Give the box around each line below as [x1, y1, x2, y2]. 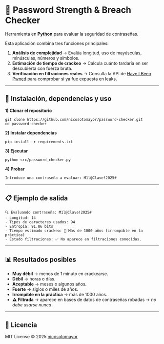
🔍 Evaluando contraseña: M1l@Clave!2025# [5, 210, 92, 215]
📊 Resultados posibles [5, 255, 77, 263]
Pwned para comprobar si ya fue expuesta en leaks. [12, 76, 117, 82]
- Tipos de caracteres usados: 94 [5, 220, 76, 225]
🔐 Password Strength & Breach [5, 4, 132, 16]
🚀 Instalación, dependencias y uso [5, 95, 112, 103]
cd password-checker [5, 121, 47, 126]
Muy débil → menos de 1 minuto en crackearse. [12, 271, 108, 277]
